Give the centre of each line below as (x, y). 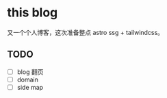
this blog (33, 13)
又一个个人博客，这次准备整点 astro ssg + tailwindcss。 (86, 32)
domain (28, 79)
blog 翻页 (30, 72)
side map (30, 87)
